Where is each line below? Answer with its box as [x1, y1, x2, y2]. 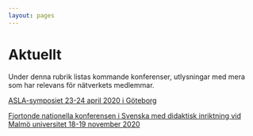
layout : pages [8, 11, 56, 20]
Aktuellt [8, 45, 62, 63]
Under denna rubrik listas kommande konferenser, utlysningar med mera [8, 72, 246, 81]
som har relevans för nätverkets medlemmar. [8, 80, 155, 89]
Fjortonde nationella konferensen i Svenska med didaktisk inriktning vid [8, 111, 242, 120]
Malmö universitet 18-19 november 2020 [8, 119, 140, 129]
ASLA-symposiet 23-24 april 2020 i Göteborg [8, 96, 157, 105]
